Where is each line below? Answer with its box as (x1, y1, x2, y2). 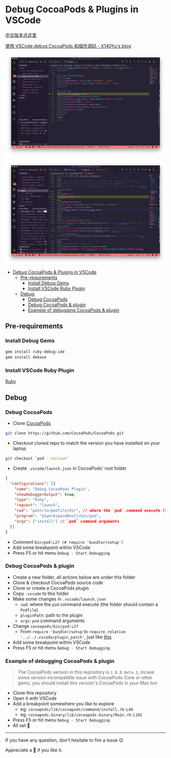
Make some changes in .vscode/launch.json (12, 595, 106, 602)
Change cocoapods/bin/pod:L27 (12, 623, 79, 629)
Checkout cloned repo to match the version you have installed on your (12, 440, 160, 446)
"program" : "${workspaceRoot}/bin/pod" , (14, 514, 101, 519)
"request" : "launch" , (14, 502, 60, 508)
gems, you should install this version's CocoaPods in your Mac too (17, 680, 158, 686)
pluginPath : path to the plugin (20, 612, 83, 618)
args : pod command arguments (20, 617, 85, 624)
